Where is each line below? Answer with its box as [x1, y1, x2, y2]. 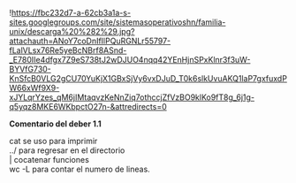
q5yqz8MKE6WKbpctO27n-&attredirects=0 [9, 102, 168, 111]
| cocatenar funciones [9, 155, 90, 164]
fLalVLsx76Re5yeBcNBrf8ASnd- [9, 45, 127, 56]
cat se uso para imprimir [9, 136, 98, 146]
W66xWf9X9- [9, 83, 60, 93]
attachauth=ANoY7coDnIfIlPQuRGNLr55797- [9, 35, 171, 46]
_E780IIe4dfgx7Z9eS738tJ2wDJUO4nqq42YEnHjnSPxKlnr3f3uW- [9, 55, 251, 65]
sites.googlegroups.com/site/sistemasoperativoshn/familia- [9, 17, 226, 27]
